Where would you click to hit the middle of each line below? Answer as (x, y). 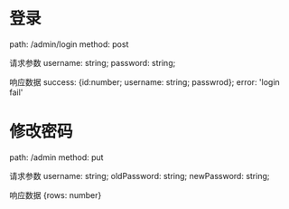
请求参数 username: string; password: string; (93, 62)
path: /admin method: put (56, 157)
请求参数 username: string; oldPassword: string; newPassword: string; (140, 176)
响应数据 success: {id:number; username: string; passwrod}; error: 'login (144, 81)
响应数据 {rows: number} (56, 195)
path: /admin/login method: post (69, 44)
